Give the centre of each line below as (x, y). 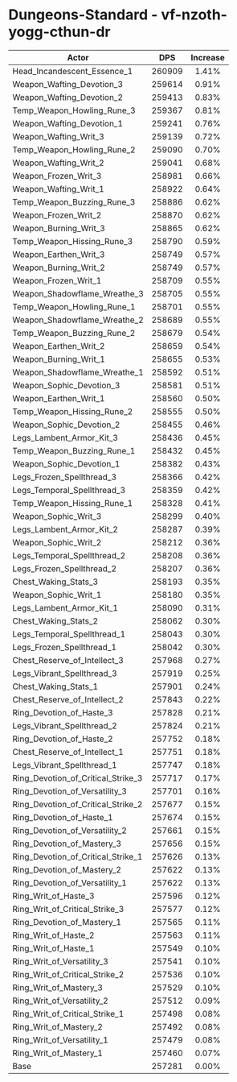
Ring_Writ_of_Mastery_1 (57, 1053)
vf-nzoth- (194, 15)
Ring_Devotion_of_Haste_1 (63, 817)
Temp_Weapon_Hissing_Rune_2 (73, 411)
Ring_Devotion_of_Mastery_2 (67, 869)
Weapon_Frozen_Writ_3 (57, 176)
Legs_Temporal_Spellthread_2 (69, 555)
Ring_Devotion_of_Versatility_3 (69, 791)
